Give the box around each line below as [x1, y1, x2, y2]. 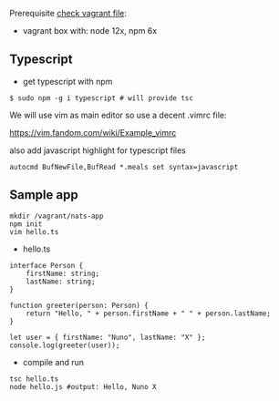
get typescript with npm [22, 76, 113, 87]
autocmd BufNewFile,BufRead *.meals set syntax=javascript [9, 162, 239, 171]
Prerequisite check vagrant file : [9, 8, 128, 18]
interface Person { [9, 261, 84, 270]
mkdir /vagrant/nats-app [9, 211, 104, 221]
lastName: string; [26, 277, 96, 286]
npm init [9, 219, 43, 229]
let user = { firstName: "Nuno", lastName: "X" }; [9, 333, 206, 342]
